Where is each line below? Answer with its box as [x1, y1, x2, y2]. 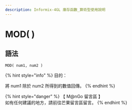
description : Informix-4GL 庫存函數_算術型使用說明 [5, 7, 106, 12]
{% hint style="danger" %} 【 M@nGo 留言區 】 [5, 93, 103, 99]
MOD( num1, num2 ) [5, 63, 43, 68]
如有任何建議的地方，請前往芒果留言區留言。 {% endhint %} [5, 100, 128, 106]
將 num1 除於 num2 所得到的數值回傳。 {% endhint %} [5, 83, 115, 89]
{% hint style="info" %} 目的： [5, 72, 68, 78]
